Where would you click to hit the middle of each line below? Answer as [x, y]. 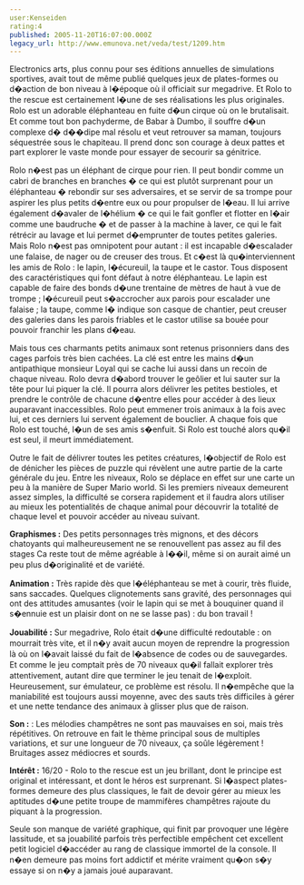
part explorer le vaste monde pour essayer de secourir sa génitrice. [135, 152]
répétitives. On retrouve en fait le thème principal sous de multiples [135, 734]
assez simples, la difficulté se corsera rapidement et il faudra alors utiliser [147, 498]
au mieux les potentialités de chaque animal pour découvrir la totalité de [144, 507]
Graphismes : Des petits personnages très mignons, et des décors [134, 534]
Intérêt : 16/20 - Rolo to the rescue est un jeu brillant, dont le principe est [146, 770]
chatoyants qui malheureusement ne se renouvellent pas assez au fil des [145, 544]
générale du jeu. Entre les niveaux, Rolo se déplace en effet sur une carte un [152, 478]
